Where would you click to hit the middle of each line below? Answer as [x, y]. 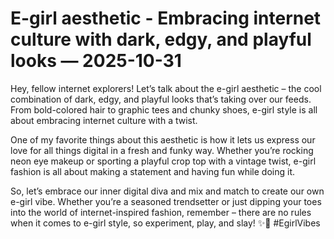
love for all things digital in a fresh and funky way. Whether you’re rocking [162, 150]
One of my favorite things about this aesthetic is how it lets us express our [163, 139]
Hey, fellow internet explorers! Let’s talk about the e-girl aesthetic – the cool [166, 88]
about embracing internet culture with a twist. [104, 120]
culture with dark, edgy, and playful [161, 39]
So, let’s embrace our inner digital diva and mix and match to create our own [167, 191]
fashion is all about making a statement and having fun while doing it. [152, 171]
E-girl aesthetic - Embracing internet [166, 18]
